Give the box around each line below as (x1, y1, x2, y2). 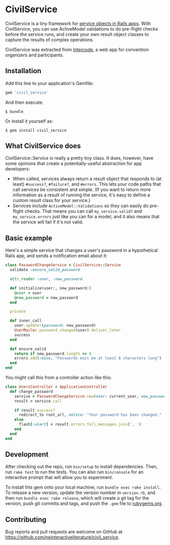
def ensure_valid (10, 346, 47, 352)
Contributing (5, 515, 47, 524)
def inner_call (10, 318, 42, 324)
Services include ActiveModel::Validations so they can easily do (12, 203, 149, 209)
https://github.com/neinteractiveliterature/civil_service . (5, 534, 120, 540)
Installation (5, 67, 41, 75)
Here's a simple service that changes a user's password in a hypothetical (5, 247, 158, 253)
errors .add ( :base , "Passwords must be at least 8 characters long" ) (14, 356, 162, 361)
